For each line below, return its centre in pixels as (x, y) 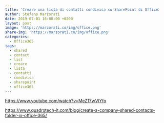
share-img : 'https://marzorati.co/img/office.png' (58, 32)
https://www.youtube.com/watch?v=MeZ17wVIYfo (56, 101)
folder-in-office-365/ (26, 115)
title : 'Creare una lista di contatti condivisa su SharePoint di (74, 10)
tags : (10, 46)
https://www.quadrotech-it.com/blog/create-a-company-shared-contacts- (80, 110)
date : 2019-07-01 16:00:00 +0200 (39, 19)
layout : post (18, 23)
